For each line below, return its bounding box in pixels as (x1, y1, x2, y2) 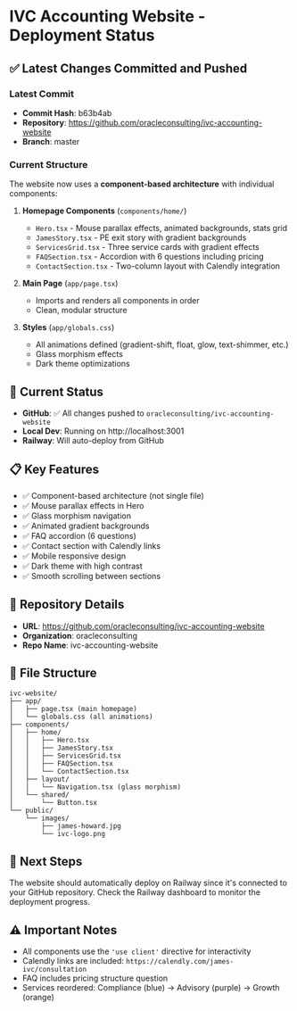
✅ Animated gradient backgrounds (21, 520, 150, 531)
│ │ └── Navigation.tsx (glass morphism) (9, 783, 181, 791)
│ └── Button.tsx (9, 799, 98, 808)
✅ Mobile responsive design (21, 551, 127, 561)
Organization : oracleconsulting (21, 630, 138, 641)
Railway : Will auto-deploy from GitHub (21, 435, 165, 445)
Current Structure (9, 158, 88, 170)
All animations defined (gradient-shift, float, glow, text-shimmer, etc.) (35, 339, 289, 350)
